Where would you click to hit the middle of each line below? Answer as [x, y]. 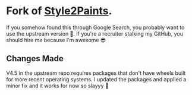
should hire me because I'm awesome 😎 [56, 40]
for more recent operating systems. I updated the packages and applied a [96, 79]
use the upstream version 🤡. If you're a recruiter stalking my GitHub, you [95, 33]
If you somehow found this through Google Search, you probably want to [95, 27]
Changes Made [35, 58]
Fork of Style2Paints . [59, 11]
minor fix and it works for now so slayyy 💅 [57, 85]
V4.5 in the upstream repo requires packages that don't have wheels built [96, 73]
